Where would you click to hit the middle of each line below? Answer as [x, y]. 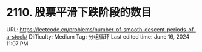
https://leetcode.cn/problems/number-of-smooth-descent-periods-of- [108, 29]
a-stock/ [17, 36]
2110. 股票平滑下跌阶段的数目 [79, 12]
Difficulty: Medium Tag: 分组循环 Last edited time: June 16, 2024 [109, 36]
